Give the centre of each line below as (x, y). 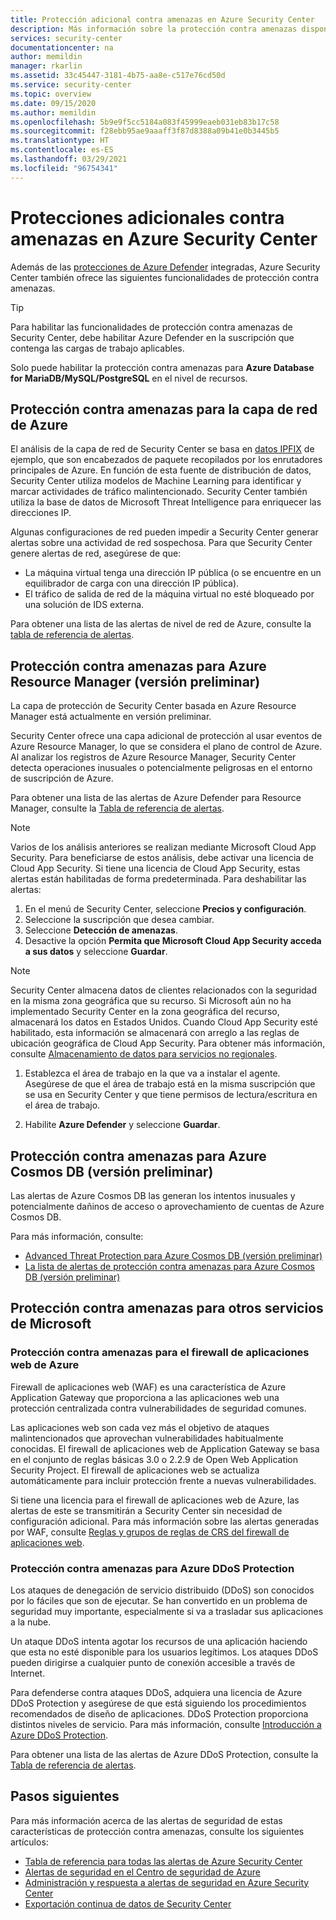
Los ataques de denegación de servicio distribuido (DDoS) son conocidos (162, 1590)
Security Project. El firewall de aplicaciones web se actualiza (135, 1470)
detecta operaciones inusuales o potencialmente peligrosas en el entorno (161, 768)
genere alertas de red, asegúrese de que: (96, 553)
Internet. (28, 1673)
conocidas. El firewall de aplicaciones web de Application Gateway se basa (165, 1448)
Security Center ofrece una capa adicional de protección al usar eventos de (166, 736)
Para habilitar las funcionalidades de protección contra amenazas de (151, 327)
